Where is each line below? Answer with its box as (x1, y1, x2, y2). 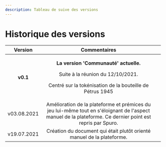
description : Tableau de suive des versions (5, 7, 98, 12)
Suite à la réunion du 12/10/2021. (59, 71, 138, 77)
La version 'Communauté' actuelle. (56, 60, 141, 67)
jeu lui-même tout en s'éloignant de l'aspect (47, 107, 150, 114)
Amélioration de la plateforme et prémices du (46, 101, 151, 108)
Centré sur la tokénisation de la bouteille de (48, 82, 149, 89)
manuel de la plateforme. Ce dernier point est (46, 113, 151, 120)
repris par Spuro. (79, 119, 119, 126)
